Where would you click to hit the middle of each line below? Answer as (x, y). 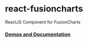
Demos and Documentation (38, 34)
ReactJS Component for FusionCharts (43, 22)
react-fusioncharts (44, 9)
